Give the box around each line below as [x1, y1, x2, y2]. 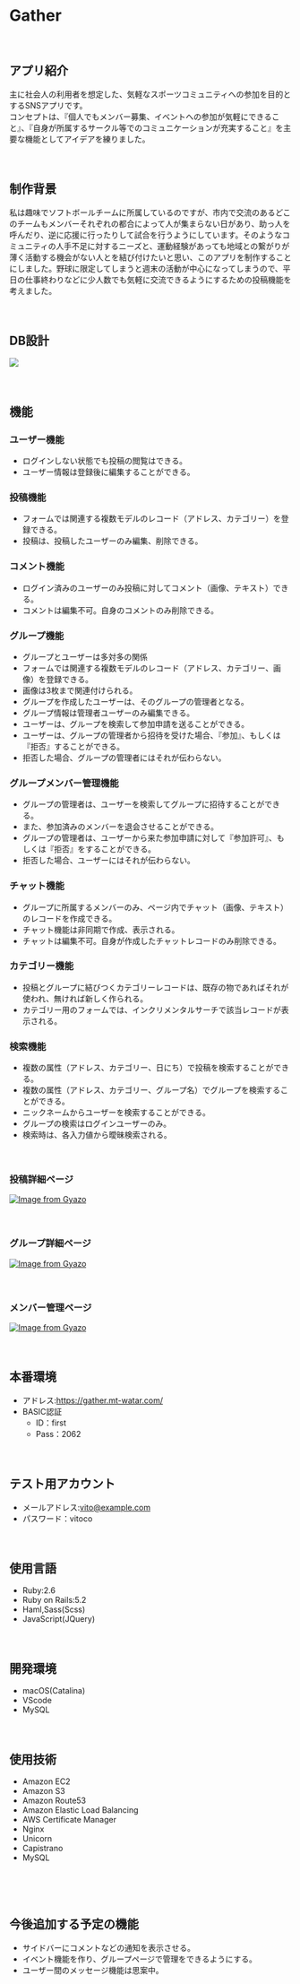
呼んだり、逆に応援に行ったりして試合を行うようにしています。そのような [9, 230, 283, 240]
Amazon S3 [21, 1786, 65, 1797]
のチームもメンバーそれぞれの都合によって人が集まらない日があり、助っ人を [9, 218, 291, 229]
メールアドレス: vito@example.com [21, 1502, 150, 1512]
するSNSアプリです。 [9, 100, 88, 110]
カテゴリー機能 [9, 960, 74, 973]
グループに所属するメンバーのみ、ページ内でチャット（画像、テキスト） [21, 902, 289, 913]
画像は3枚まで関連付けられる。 [21, 685, 138, 696]
